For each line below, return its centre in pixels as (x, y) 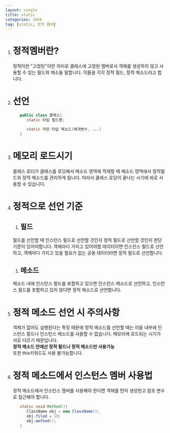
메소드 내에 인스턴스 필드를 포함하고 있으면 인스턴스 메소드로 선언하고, (82, 284)
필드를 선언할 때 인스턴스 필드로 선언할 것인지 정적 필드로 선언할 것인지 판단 (87, 240)
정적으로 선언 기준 (48, 206)
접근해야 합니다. (34, 397)
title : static (20, 15)
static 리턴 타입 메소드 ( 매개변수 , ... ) (64, 129)
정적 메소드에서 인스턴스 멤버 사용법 (82, 376)
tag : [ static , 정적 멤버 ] (31, 24)
